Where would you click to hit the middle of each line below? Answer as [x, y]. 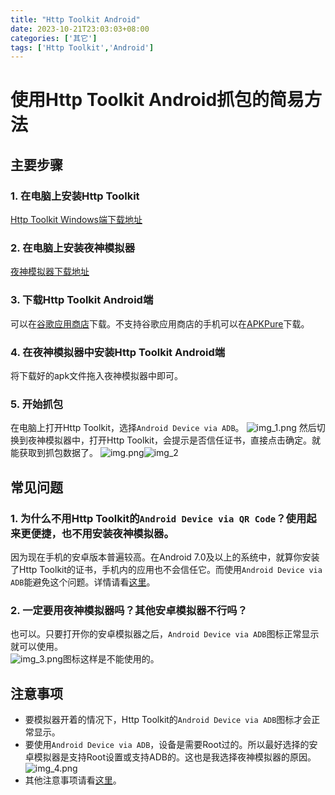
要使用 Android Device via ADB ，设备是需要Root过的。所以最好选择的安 [171, 745]
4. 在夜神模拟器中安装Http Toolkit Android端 [118, 352]
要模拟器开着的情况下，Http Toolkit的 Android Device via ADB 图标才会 [168, 720]
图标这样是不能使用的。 [111, 659]
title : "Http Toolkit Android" [75, 19]
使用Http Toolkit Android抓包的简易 [157, 100]
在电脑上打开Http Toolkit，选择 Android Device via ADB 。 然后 [163, 428]
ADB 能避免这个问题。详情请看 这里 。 [83, 582]
